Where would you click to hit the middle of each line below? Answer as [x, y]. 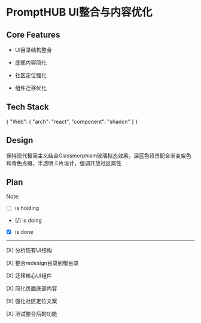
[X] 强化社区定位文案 [32, 301]
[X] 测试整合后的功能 [32, 313]
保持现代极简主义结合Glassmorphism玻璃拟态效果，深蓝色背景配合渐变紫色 [99, 156]
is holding [27, 208]
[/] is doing [28, 220]
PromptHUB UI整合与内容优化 [79, 12]
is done [24, 231]
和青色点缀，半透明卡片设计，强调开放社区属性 [64, 163]
